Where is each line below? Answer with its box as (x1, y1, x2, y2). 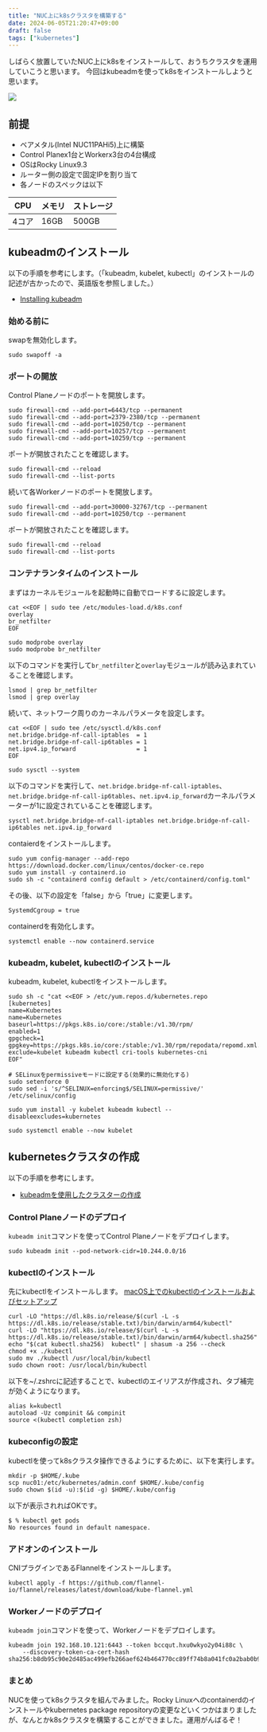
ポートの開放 (8, 371, 58, 383)
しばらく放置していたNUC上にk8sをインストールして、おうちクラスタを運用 (8, 57, 257, 66)
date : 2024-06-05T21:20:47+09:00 (8, 19, 119, 27)
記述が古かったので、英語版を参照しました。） (8, 278, 158, 288)
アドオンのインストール (8, 1543, 98, 1554)
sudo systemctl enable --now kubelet (8, 1127, 133, 1135)
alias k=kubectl (8, 1402, 62, 1411)
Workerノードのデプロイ (8, 1605, 103, 1616)
